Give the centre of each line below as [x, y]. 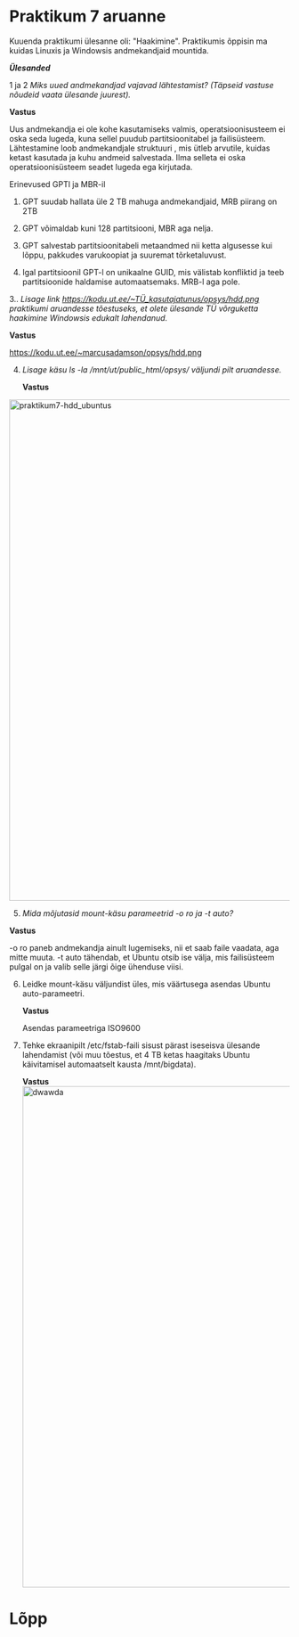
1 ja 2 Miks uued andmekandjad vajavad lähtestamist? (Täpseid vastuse [141, 85]
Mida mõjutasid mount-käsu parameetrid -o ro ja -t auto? [128, 913]
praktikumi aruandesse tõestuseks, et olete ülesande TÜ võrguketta [134, 308]
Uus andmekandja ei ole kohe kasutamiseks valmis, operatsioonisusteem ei [147, 129]
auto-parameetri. [53, 993]
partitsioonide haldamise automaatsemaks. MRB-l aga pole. [131, 282]
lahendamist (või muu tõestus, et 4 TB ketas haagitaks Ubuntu [136, 1054]
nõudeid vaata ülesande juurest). [70, 94]
